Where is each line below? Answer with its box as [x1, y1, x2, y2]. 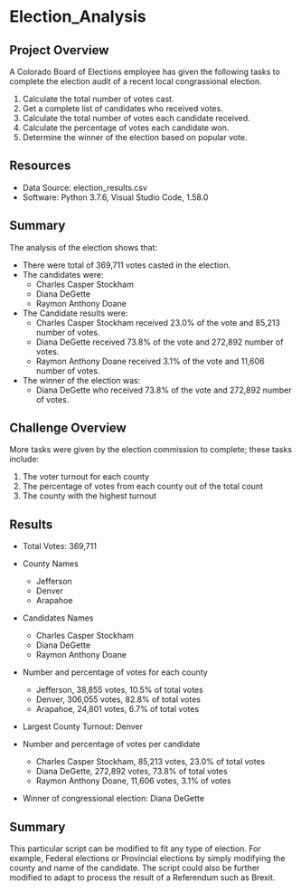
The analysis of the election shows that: [9, 242, 158, 252]
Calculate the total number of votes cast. [22, 93, 174, 104]
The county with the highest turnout [22, 490, 156, 501]
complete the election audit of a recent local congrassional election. [9, 76, 262, 87]
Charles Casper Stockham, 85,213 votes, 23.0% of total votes [35, 756, 266, 767]
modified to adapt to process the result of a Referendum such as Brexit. [9, 872, 276, 883]
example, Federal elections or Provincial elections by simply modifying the [9, 853, 286, 864]
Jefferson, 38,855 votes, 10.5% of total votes [35, 685, 203, 696]
